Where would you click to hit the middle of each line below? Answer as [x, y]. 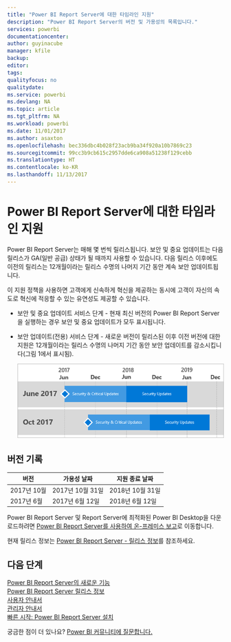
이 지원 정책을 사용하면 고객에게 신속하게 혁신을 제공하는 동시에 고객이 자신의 [110, 290]
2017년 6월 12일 [76, 501]
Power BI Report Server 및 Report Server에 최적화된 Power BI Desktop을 [108, 518]
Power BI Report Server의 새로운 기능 [59, 583]
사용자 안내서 [25, 600]
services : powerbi [33, 29]
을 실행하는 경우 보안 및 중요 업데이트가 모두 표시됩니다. [91, 321]
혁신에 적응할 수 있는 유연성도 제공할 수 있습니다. [85, 298]
